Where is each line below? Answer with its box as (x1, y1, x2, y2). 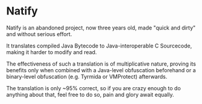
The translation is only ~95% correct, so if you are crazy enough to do (6, 84, 181, 91)
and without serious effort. (6, 30, 72, 37)
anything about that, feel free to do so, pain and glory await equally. (6, 91, 174, 98)
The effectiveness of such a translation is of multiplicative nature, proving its (6, 60, 196, 67)
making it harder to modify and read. (6, 48, 97, 55)
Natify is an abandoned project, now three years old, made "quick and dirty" (6, 24, 196, 31)
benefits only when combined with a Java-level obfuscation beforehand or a (6, 66, 196, 73)
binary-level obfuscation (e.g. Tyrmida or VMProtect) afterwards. (6, 73, 168, 80)
